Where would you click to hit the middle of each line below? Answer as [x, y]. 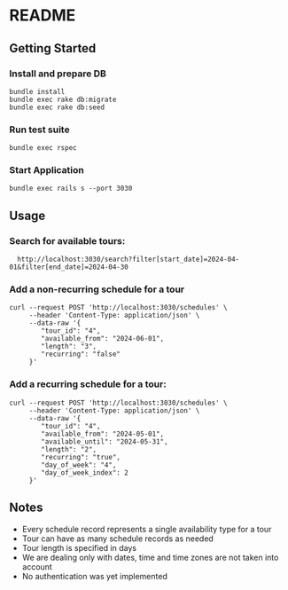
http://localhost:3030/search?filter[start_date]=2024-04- [128, 260]
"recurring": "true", [81, 457]
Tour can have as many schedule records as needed [118, 539]
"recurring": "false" [81, 354]
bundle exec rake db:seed [57, 107]
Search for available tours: [67, 240]
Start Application [47, 170]
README [43, 16]
